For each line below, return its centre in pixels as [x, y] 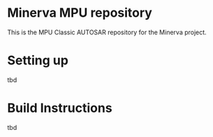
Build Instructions [60, 108]
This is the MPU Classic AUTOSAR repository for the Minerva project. [107, 32]
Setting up [38, 60]
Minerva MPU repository [80, 13]
